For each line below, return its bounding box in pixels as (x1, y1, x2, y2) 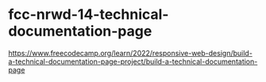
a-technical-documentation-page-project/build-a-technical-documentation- (8, 57, 258, 66)
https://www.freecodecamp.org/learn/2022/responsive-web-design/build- (8, 48, 253, 58)
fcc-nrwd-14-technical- (8, 6, 169, 24)
